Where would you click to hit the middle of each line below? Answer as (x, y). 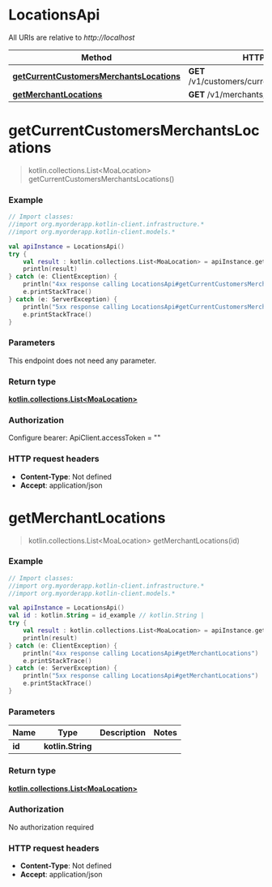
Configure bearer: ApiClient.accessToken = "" (85, 438)
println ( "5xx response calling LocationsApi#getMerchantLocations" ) (141, 676)
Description (123, 733)
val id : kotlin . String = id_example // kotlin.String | (106, 616)
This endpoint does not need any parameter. (82, 360)
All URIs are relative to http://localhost (72, 37)
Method (96, 57)
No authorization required (51, 827)
